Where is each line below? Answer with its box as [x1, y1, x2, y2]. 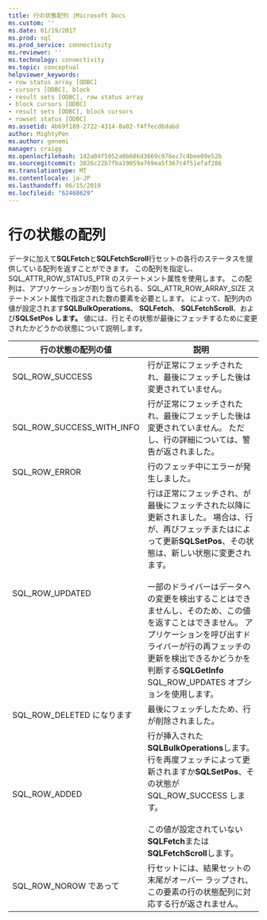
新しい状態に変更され [171, 547, 252, 558]
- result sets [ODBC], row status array [8, 93, 145, 101]
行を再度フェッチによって [147, 754, 242, 765]
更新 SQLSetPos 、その [162, 535, 246, 546]
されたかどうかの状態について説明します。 [8, 323, 147, 332]
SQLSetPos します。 [15, 313, 82, 323]
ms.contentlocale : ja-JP [8, 174, 91, 183]
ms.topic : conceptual [8, 64, 80, 72]
